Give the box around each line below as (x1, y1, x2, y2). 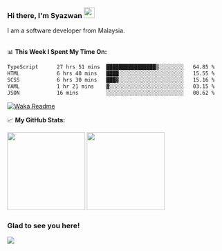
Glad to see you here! (7, 221, 80, 230)
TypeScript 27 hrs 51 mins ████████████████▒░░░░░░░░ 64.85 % (7, 64, 215, 71)
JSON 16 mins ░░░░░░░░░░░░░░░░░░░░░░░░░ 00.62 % (7, 89, 215, 96)
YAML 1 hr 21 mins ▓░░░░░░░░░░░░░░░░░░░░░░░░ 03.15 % (7, 83, 215, 90)
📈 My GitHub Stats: (7, 115, 66, 124)
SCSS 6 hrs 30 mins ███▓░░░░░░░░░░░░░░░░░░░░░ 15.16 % (7, 77, 215, 84)
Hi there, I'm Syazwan (7, 10, 83, 20)
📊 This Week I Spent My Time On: (7, 48, 107, 56)
